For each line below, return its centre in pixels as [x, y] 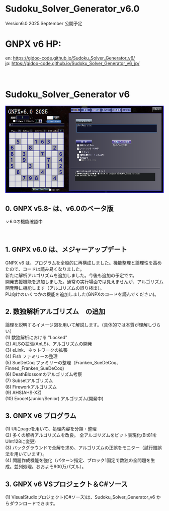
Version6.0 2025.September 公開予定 [44, 23]
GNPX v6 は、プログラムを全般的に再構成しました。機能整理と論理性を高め [83, 263]
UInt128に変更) [21, 441]
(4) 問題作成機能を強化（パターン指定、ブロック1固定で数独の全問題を [78, 460]
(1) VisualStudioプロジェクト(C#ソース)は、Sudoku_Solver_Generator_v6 [80, 497]
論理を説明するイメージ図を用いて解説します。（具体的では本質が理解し [79, 325]
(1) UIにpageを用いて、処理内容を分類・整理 [51, 429]
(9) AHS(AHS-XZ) [23, 392]
